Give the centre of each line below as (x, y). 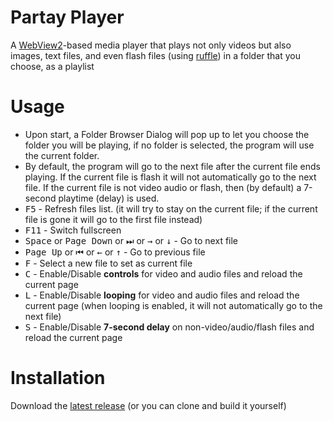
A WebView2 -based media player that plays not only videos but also (151, 45)
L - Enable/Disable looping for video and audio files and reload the (162, 295)
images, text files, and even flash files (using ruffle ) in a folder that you (156, 55)
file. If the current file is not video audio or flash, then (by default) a (163, 187)
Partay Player (67, 17)
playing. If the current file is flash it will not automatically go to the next (170, 177)
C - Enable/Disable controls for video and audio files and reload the (163, 273)
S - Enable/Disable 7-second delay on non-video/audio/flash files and (169, 327)
